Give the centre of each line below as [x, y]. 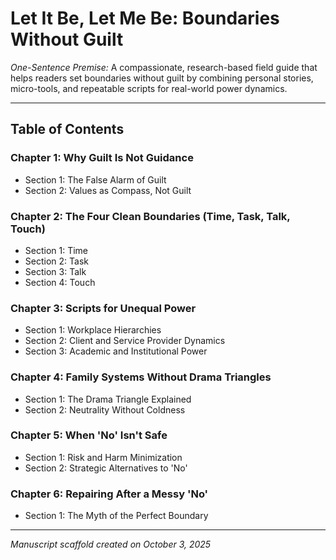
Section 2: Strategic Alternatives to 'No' [106, 468]
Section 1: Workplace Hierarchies [93, 330]
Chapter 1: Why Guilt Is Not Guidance [102, 158]
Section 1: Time [56, 250]
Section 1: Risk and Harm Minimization [103, 457]
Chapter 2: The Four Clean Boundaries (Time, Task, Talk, [150, 216]
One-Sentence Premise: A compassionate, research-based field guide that [164, 67]
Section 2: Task [56, 261]
